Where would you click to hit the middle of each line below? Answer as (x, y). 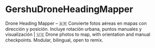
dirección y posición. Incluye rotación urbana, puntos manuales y (74, 29)
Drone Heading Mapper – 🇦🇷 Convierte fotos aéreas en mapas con (76, 23)
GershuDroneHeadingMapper (69, 9)
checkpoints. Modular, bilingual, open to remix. (54, 40)
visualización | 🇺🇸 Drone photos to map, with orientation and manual (78, 34)
